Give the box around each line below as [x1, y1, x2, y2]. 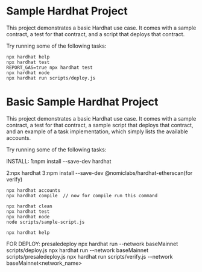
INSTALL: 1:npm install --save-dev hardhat [6, 157, 112, 165]
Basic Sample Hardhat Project [6, 95, 159, 109]
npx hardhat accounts [6, 187, 61, 194]
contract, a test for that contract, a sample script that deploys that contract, [6, 121, 194, 128]
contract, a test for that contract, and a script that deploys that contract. [6, 30, 185, 37]
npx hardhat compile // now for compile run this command [6, 192, 158, 198]
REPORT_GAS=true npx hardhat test [6, 65, 93, 71]
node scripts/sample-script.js [6, 219, 85, 225]
